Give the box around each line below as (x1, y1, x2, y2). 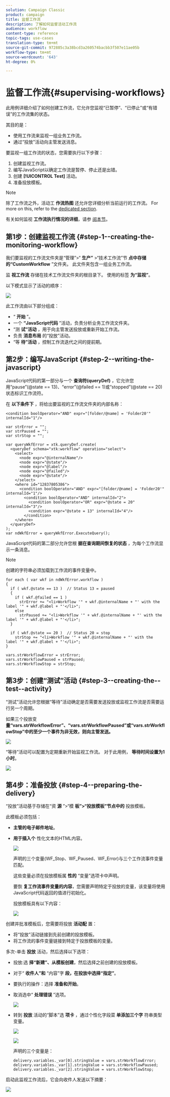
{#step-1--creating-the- (76, 232, 155, 241)
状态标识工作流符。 (6, 390, 46, 396)
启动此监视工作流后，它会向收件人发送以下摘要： (6, 1077, 108, 1083)
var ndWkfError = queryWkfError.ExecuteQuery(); (6, 530, 110, 536)
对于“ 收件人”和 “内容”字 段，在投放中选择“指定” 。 (13, 970, 119, 976)
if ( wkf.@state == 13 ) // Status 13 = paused (10, 586, 115, 591)
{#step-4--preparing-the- (58, 781, 143, 790)
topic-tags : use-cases (6, 36, 54, 41)
